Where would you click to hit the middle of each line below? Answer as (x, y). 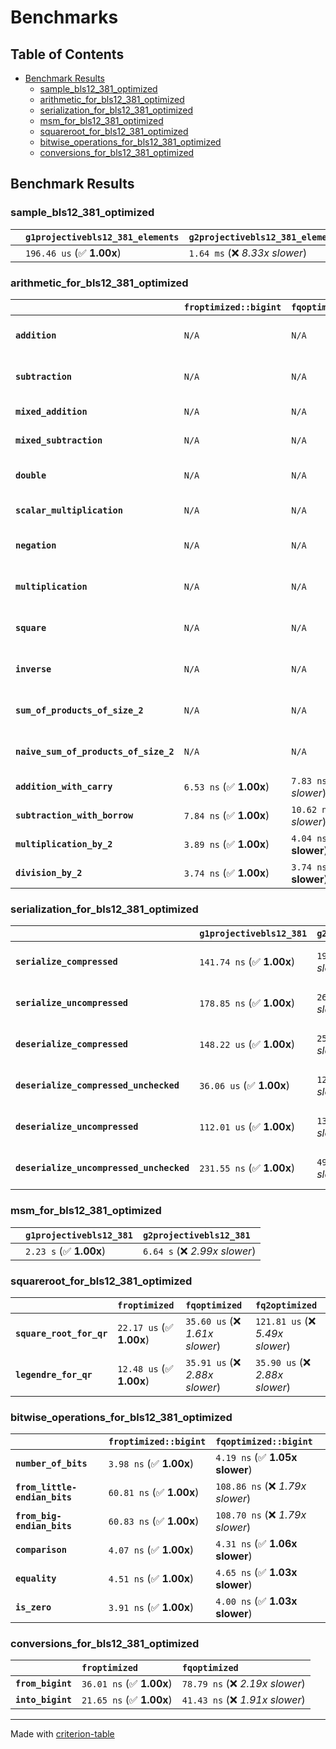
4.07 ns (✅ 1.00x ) (151, 1550)
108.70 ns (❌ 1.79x (261, 1515)
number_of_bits (51, 1464)
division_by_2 (49, 872)
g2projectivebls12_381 (196, 1235)
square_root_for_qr (61, 1333)
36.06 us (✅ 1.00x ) (244, 1086)
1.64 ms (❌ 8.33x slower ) (248, 253)
